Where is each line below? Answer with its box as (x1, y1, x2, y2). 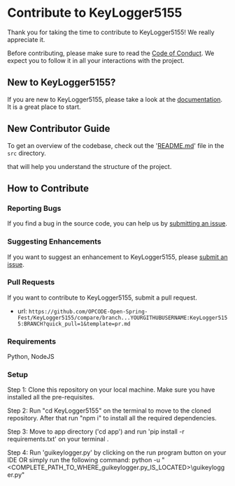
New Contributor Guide (7, 123, 111, 135)
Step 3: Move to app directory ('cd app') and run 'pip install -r (7, 427, 185, 436)
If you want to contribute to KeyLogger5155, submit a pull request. (7, 293, 197, 302)
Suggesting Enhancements (7, 237, 101, 246)
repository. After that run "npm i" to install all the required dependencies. (7, 414, 217, 422)
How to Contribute (7, 182, 90, 194)
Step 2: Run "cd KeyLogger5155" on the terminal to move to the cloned (7, 406, 211, 415)
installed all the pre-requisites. (7, 393, 95, 402)
